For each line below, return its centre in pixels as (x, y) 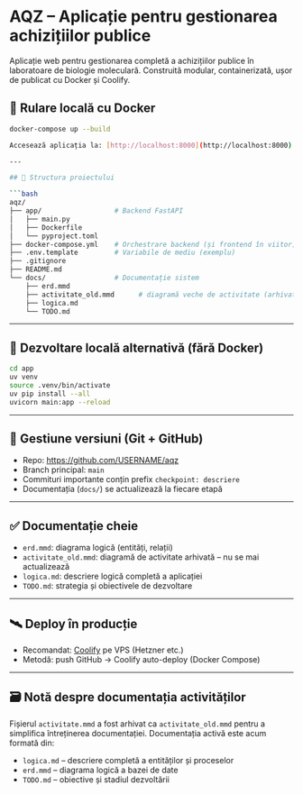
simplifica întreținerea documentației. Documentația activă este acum (138, 733)
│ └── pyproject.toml (54, 236)
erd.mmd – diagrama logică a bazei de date (100, 770)
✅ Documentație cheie (73, 526)
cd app (22, 369)
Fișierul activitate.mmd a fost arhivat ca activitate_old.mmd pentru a (138, 724)
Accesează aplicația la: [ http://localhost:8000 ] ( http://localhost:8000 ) (151, 145)
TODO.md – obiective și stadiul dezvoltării (96, 779)
